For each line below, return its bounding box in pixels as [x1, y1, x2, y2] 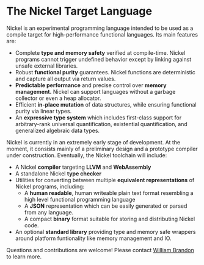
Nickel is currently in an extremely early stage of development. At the [6, 138, 181, 146]
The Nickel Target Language [6, 4, 153, 18]
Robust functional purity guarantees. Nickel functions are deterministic [15, 68, 195, 76]
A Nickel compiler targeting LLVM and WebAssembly [15, 163, 151, 171]
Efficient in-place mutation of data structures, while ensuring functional [15, 101, 197, 108]
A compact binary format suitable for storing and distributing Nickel [24, 215, 195, 222]
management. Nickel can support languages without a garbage [15, 88, 176, 95]
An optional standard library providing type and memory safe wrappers [15, 228, 196, 235]
